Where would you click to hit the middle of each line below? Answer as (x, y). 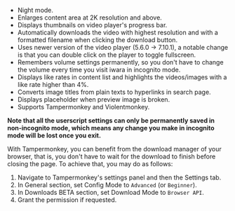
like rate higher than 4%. (53, 84)
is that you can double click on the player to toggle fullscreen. (107, 55)
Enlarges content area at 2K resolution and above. (90, 18)
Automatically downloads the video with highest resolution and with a (118, 32)
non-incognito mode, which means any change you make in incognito (111, 128)
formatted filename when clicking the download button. (97, 40)
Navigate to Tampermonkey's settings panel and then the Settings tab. (119, 177)
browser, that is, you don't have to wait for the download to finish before (112, 156)
